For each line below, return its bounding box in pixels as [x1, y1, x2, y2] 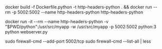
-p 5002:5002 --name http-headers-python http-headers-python [11, 9, 143, 15]
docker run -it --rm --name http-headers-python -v [5, 19, 109, 24]
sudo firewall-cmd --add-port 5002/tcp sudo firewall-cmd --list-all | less [5, 38, 151, 44]
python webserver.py [5, 29, 48, 34]
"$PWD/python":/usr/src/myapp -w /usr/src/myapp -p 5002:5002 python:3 [5, 24, 157, 30]
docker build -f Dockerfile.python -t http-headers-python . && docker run [5, 4, 152, 10]
